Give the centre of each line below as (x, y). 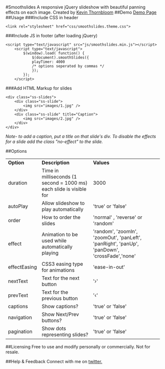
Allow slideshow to (63, 203)
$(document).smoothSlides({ (60, 57)
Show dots (54, 328)
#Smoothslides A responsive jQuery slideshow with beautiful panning (76, 7)
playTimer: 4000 (48, 62)
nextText (18, 281)
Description (56, 163)
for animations (58, 270)
